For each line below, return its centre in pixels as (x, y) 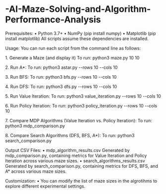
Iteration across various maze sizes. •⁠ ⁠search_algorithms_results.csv (75, 161)
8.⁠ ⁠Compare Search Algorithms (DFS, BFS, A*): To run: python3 (70, 135)
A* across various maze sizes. (36, 171)
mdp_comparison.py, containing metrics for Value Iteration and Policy (76, 155)
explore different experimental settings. (45, 186)
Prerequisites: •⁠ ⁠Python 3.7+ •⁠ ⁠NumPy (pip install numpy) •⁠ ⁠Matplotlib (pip (81, 33)
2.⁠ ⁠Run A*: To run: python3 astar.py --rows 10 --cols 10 (61, 67)
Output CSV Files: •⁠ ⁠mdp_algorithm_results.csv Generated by (67, 150)
